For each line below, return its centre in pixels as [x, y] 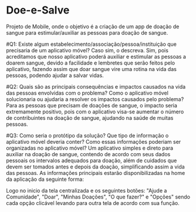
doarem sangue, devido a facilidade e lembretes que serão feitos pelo [91, 63]
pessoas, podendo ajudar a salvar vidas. [55, 75]
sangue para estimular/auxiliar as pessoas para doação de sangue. [87, 32]
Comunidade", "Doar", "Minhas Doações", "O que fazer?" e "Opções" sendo [98, 197]
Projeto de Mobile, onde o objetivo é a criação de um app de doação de [93, 26]
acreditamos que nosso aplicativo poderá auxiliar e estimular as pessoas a [96, 56]
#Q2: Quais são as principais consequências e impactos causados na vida [96, 86]
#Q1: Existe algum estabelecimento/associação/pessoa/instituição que [92, 44]
